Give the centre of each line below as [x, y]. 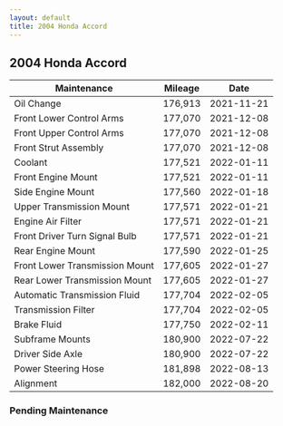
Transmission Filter [54, 310]
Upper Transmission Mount [72, 207]
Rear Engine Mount [54, 251]
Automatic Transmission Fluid [77, 295]
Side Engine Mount [54, 192]
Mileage [182, 89]
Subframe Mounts [52, 339]
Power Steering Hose [59, 369]
